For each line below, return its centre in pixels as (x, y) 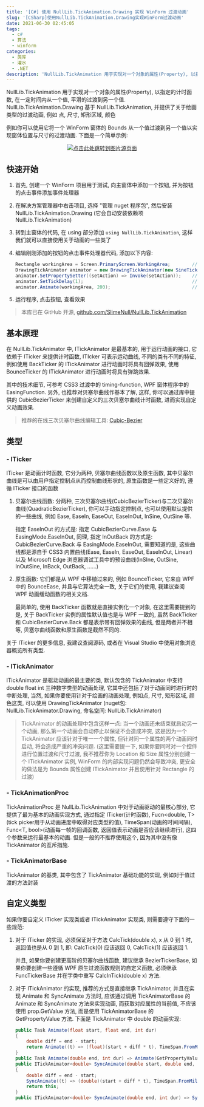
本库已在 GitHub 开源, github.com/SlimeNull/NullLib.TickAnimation (104, 312)
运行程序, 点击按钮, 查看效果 (50, 299)
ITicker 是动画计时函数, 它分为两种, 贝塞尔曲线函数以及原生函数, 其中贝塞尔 (100, 473)
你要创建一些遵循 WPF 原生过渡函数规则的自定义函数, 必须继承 (99, 968)
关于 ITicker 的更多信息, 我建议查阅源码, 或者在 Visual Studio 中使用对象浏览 (101, 642)
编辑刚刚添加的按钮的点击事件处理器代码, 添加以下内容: (84, 253)
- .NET (20, 68)
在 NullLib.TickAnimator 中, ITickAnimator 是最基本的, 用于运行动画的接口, (98, 349)
